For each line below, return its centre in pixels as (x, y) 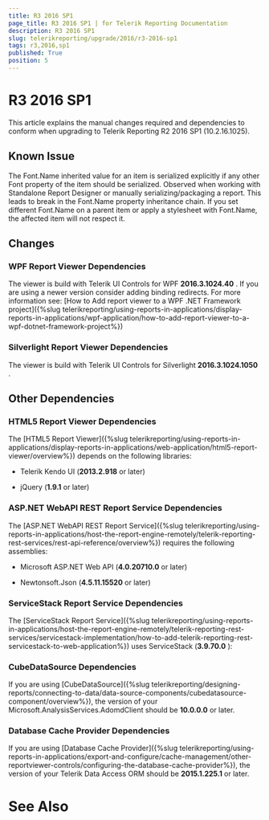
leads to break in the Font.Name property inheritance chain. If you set (123, 201)
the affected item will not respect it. (67, 218)
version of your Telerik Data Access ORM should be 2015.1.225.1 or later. (129, 774)
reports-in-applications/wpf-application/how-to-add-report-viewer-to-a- (129, 318)
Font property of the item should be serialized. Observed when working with (134, 184)
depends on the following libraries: (134, 456)
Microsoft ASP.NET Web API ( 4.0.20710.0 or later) (104, 566)
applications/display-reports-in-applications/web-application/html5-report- (133, 447)
